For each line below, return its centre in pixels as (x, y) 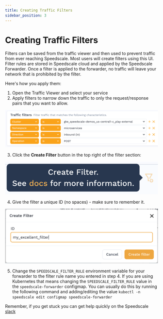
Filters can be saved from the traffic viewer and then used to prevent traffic (80, 53)
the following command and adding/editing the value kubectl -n (76, 292)
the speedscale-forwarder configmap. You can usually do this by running (85, 286)
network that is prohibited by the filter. (43, 74)
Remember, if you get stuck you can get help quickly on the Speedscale (77, 306)
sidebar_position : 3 (26, 15)
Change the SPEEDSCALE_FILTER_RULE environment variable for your (78, 271)
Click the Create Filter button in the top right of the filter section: (77, 155)
